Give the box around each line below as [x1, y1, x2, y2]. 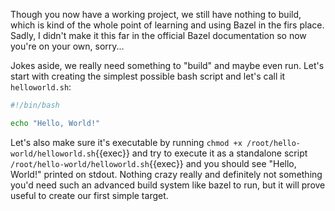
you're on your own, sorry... [10, 40, 125, 52]
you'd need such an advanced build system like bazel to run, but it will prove [10, 179, 326, 191]
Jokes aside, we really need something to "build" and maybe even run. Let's [10, 60, 325, 71]
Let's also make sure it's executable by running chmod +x [10, 136, 243, 148]
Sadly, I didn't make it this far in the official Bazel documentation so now [10, 30, 307, 41]
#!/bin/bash [10, 100, 60, 110]
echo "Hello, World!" [10, 118, 101, 128]
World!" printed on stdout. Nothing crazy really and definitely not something [10, 168, 323, 180]
